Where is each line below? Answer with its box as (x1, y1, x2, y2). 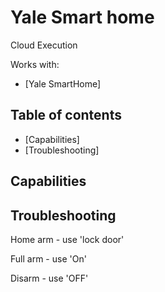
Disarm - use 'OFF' (10, 272, 89, 284)
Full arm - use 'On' (10, 252, 87, 265)
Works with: (10, 58, 60, 70)
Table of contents (10, 107, 122, 124)
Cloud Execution (10, 39, 78, 51)
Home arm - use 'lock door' (10, 233, 125, 245)
